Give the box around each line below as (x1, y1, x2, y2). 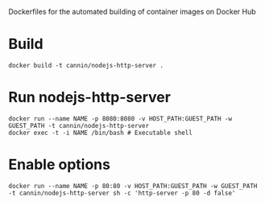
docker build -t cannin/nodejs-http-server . (8, 61, 164, 69)
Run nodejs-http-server (8, 88, 172, 107)
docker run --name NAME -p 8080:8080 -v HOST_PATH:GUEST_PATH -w (8, 114, 232, 123)
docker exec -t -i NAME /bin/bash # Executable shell (8, 129, 193, 137)
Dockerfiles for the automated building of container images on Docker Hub (8, 7, 256, 16)
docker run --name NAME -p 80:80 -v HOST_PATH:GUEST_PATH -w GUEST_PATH (8, 182, 258, 190)
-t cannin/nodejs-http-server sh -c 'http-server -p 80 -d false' (8, 189, 236, 197)
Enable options (8, 156, 111, 174)
